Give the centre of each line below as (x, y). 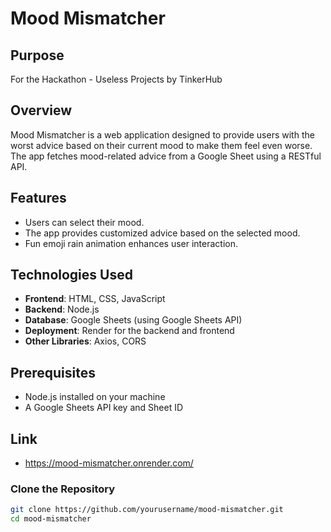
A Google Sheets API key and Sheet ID (104, 408)
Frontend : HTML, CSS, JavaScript (95, 299)
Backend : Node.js (62, 309)
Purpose (37, 55)
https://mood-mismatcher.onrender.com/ (109, 463)
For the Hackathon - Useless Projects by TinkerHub (116, 79)
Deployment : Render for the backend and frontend (129, 331)
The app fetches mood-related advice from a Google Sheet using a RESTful (166, 156)
